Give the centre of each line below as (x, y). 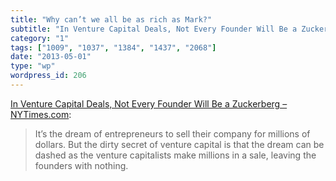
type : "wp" (33, 66)
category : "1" (40, 38)
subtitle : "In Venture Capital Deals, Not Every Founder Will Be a (154, 29)
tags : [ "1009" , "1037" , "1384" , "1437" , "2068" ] (113, 47)
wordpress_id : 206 (48, 76)
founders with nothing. (81, 165)
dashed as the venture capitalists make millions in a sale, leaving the (175, 155)
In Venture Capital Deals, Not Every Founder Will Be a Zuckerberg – (149, 103)
